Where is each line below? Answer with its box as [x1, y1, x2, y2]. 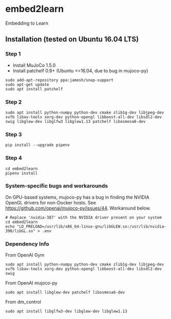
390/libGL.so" [5, 228, 36, 234]
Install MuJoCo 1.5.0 [12, 62, 56, 68]
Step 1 [5, 50, 21, 58]
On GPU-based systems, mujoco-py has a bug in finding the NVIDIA [5, 194, 150, 200]
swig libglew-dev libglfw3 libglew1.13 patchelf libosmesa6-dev [5, 119, 146, 124]
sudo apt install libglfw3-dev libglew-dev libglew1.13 [5, 309, 127, 314]
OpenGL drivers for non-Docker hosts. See [5, 199, 96, 205]
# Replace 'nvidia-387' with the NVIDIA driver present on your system [5, 215, 162, 220]
